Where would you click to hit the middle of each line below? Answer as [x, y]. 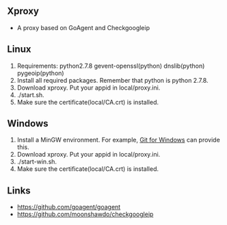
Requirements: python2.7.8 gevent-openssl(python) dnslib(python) [111, 66]
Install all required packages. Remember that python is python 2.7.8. [112, 80]
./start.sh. [30, 94]
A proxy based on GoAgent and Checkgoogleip [83, 27]
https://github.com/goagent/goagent [69, 207]
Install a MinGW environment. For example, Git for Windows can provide [118, 140]
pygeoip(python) [40, 73]
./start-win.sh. [37, 162]
